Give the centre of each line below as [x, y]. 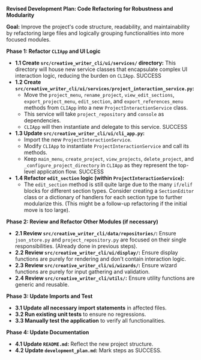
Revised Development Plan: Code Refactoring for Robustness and [90, 9]
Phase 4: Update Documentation [48, 332]
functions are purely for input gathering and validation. [82, 272]
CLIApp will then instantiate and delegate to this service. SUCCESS [106, 127]
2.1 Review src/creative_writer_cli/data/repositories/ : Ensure [95, 233]
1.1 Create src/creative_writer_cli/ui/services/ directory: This [95, 63]
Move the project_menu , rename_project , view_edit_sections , [99, 95]
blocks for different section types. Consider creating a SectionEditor [109, 191]
